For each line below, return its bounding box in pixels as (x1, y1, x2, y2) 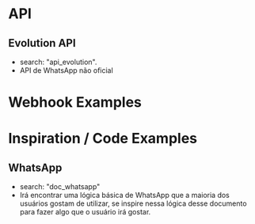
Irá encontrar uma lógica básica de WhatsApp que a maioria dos (19, 191, 230, 200)
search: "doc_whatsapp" (19, 182, 101, 192)
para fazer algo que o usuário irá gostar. (19, 207, 151, 217)
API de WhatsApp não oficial (19, 66, 113, 75)
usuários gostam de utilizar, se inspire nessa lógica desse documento (19, 199, 247, 208)
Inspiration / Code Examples (8, 130, 198, 147)
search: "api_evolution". (19, 57, 97, 66)
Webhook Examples (8, 93, 143, 112)
